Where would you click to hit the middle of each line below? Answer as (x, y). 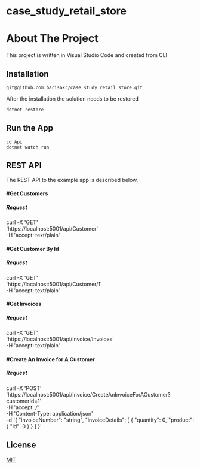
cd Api (14, 142)
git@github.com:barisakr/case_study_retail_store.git (75, 87)
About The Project (52, 39)
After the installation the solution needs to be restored (73, 99)
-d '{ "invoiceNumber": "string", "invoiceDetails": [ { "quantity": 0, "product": (100, 420)
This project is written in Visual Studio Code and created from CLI (87, 55)
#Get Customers (27, 193)
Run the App (30, 128)
